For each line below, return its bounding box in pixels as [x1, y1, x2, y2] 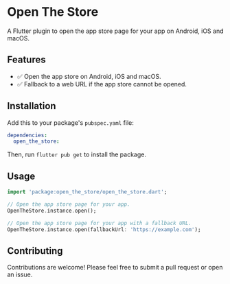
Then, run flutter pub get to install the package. [7, 150, 146, 158]
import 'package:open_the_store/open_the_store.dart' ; [7, 189, 168, 196]
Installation [7, 100, 56, 112]
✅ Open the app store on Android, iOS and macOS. [16, 72, 161, 80]
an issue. [7, 270, 33, 279]
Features [7, 54, 46, 66]
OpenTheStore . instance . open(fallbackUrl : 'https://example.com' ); [7, 226, 201, 233]
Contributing [7, 245, 63, 257]
